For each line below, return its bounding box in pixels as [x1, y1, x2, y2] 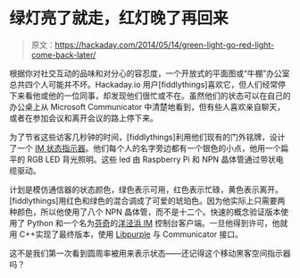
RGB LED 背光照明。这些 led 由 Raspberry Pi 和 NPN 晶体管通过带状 [26, 154, 277, 164]
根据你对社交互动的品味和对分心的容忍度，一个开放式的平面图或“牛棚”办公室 [9, 68, 290, 79]
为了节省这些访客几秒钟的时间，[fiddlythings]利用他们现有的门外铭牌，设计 [9, 131, 286, 142]
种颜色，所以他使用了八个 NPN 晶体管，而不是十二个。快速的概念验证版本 [9, 206, 281, 217]
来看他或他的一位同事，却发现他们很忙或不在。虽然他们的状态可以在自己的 [16, 90, 291, 101]
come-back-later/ [30, 49, 96, 60]
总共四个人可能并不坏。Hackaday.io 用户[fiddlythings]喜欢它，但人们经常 [9, 79, 279, 89]
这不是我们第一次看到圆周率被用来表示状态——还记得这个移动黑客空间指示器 [9, 248, 291, 258]
